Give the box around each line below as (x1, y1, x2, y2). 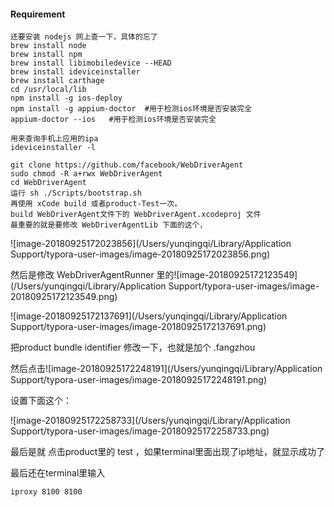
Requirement (10, 8, 66, 20)
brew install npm (10, 50, 83, 60)
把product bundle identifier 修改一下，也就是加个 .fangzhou (10, 341, 256, 354)
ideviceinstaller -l (10, 143, 97, 153)
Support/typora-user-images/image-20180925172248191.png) (10, 374, 267, 386)
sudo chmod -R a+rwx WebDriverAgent (10, 169, 163, 179)
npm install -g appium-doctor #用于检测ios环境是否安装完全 (10, 104, 253, 114)
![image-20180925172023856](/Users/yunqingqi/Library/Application (10, 238, 292, 250)
